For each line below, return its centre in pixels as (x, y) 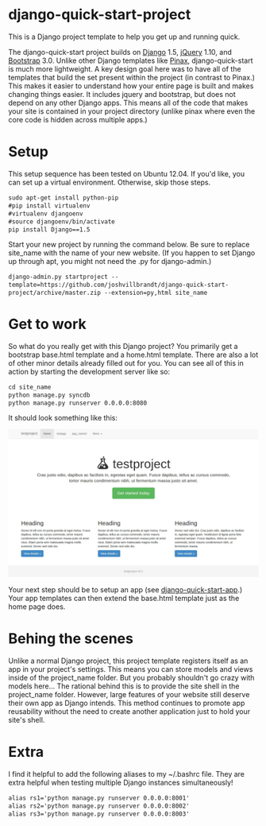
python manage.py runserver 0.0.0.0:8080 (78, 403)
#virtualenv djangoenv (46, 213)
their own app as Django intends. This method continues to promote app (127, 703)
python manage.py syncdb (49, 395)
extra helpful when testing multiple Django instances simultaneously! (121, 782)
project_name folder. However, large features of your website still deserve (129, 695)
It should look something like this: (63, 417)
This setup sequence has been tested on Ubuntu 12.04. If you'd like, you (126, 173)
